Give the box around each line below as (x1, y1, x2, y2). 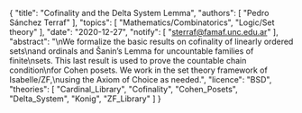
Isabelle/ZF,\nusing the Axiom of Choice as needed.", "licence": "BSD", (9, 74, 272, 84)
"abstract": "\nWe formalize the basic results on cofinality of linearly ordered (9, 36, 294, 47)
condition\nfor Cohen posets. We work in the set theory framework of (9, 65, 268, 75)
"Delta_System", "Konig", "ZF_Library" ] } (9, 93, 161, 104)
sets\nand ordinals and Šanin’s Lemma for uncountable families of (9, 46, 254, 56)
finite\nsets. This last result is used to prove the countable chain (9, 56, 247, 65)
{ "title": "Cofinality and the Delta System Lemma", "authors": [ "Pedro (9, 8, 270, 18)
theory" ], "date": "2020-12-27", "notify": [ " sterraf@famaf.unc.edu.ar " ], (9, 27, 279, 37)
